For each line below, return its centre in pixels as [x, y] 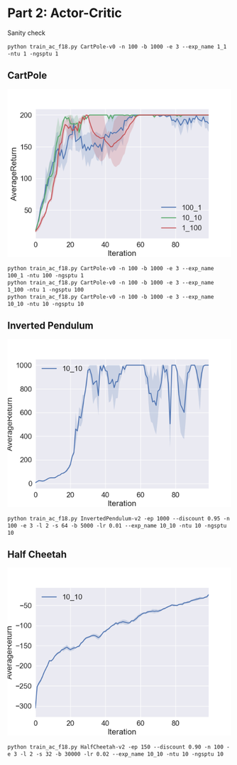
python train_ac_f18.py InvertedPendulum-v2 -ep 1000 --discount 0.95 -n [119, 518]
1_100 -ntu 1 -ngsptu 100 [45, 289]
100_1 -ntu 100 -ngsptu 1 [45, 275]
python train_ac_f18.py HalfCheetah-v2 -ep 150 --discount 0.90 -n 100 [115, 747]
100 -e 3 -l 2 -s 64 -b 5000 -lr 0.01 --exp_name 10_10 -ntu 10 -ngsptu [117, 525]
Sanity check [27, 33]
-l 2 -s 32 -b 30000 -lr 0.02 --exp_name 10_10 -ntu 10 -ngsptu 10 [122, 754]
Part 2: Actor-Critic [65, 13]
